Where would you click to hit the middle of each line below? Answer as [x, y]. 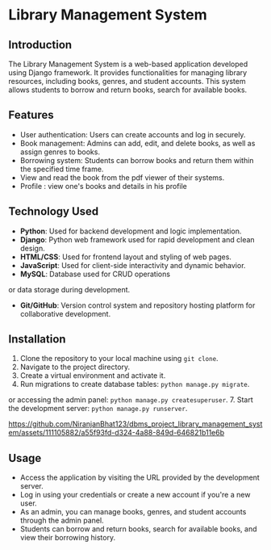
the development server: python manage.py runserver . [98, 409]
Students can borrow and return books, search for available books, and [138, 529]
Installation [37, 340]
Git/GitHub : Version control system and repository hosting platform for [138, 305]
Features [31, 115]
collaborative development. [65, 313]
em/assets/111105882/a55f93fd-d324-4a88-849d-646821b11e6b [117, 433]
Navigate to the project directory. [75, 367]
